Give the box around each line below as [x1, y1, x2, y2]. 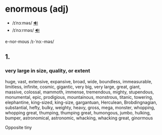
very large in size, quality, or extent [5, 67, 90, 74]
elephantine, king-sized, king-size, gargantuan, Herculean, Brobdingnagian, [5, 99, 158, 105]
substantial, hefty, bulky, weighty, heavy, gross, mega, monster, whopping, [5, 104, 155, 111]
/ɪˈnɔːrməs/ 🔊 [12, 27, 40, 33]
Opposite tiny [5, 124, 32, 130]
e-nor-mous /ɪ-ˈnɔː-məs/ [5, 38, 55, 45]
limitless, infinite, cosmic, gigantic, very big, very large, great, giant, [5, 84, 141, 90]
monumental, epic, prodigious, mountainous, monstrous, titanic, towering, [5, 94, 153, 100]
